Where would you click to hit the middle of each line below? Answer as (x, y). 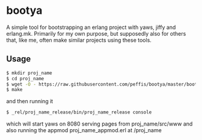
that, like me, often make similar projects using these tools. (79, 40)
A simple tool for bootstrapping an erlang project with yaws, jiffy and (91, 27)
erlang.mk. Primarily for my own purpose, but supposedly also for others (96, 33)
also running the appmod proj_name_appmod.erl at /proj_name (84, 130)
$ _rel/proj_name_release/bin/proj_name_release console (79, 112)
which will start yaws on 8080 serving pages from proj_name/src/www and (99, 124)
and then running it (30, 101)
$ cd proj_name (25, 78)
